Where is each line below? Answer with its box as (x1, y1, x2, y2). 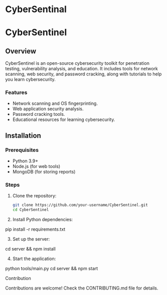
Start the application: (12, 256, 56, 262)
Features (5, 89, 28, 96)
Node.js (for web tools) (12, 163, 60, 170)
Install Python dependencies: (12, 217, 73, 223)
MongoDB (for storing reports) (12, 168, 76, 175)
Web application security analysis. (12, 106, 84, 112)
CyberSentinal (5, 4, 67, 15)
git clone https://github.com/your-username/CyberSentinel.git (12, 202, 148, 208)
